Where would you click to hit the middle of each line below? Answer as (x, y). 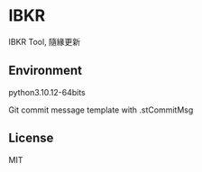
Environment (46, 71)
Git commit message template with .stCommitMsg (101, 110)
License (31, 138)
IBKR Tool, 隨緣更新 (45, 41)
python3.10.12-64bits (47, 92)
